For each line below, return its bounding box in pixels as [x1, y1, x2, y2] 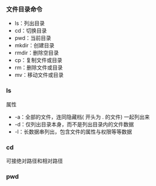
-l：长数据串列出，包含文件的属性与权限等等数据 [14, 128, 132, 135]
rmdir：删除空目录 [14, 49, 59, 57]
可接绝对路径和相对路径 [6, 157, 63, 164]
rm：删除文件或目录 [14, 64, 63, 71]
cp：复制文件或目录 [14, 57, 63, 64]
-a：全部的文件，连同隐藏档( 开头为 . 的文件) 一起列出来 [14, 113, 150, 120]
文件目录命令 [6, 5, 43, 13]
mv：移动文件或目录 [14, 71, 64, 79]
